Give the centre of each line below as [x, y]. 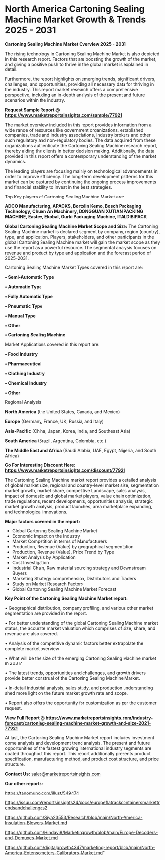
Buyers [20, 573]
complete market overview [32, 648]
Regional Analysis [23, 402]
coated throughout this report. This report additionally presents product [78, 753]
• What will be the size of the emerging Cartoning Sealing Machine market [81, 658]
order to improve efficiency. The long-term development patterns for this [79, 176]
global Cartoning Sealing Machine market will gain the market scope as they [82, 242]
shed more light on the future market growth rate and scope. [67, 693]
